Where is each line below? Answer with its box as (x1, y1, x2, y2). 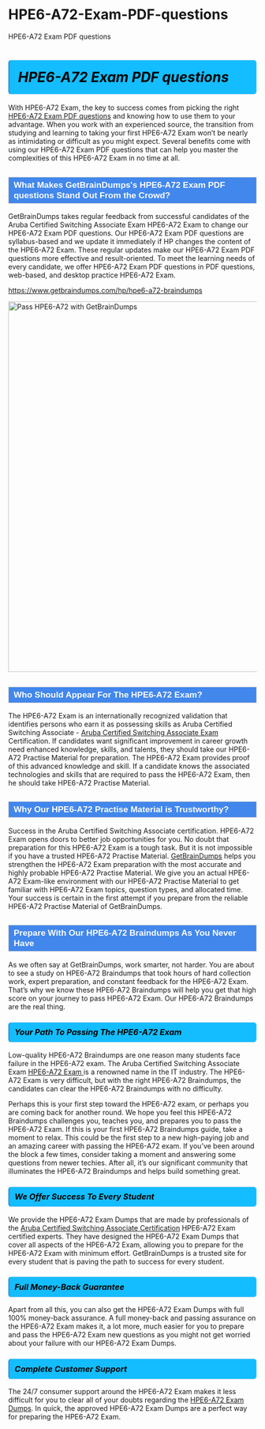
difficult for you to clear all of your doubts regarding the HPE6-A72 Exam (8, 1395, 244, 1404)
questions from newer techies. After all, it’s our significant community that (8, 1158, 248, 1167)
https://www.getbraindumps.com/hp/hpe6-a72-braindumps (8, 286, 203, 296)
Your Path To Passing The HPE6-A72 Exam (14, 1027, 182, 1038)
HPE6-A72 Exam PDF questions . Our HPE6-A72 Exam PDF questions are (8, 228, 244, 238)
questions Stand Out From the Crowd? (13, 190, 171, 201)
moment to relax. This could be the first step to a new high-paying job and (8, 1133, 249, 1142)
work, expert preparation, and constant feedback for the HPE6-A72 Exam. (8, 976, 248, 986)
